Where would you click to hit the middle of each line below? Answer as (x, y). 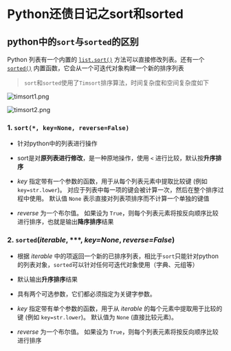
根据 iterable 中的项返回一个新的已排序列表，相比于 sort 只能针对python (118, 256)
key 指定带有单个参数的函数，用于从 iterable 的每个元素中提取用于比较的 (120, 308)
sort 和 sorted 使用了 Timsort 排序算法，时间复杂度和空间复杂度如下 (117, 83)
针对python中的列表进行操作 (57, 143)
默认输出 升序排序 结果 (47, 279)
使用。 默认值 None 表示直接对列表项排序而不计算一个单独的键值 (119, 199)
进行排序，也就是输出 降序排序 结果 (65, 222)
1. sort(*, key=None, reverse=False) (68, 127)
